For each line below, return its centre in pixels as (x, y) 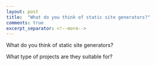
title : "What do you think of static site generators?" (78, 17)
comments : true (25, 23)
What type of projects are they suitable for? (60, 56)
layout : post (22, 12)
